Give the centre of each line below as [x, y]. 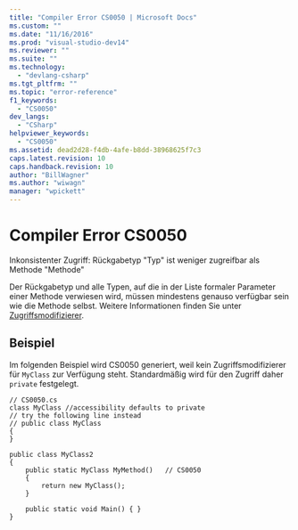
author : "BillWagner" [50, 175]
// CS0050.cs [33, 400]
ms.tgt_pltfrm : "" [43, 84]
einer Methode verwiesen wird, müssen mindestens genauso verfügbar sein [149, 296]
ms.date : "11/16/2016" [51, 34]
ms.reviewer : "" [39, 51]
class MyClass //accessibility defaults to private [107, 408]
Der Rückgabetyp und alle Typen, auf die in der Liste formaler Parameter [143, 287]
